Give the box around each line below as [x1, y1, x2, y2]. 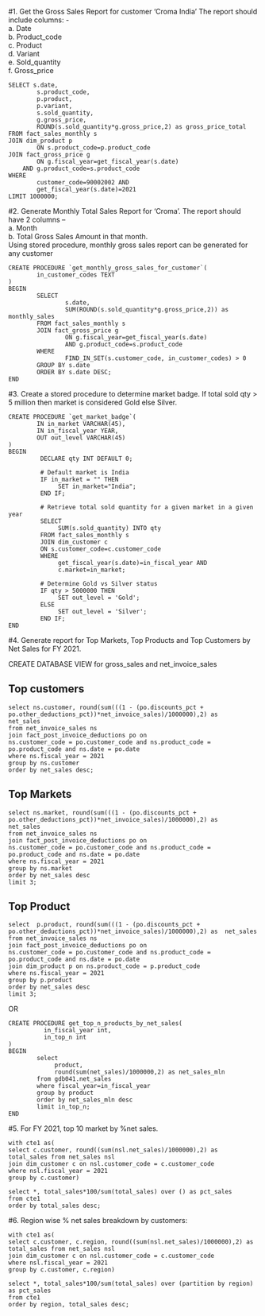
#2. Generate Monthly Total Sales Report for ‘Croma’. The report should [8, 207, 242, 215]
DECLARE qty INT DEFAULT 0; [40, 455, 133, 463]
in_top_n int [43, 1033, 87, 1042]
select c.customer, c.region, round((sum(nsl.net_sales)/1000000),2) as [8, 1238, 254, 1246]
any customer [8, 249, 53, 257]
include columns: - [8, 15, 70, 25]
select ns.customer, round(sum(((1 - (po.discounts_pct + [8, 703, 204, 711]
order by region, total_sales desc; [8, 1301, 129, 1309]
